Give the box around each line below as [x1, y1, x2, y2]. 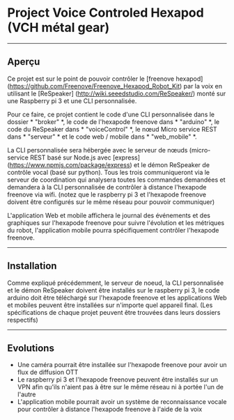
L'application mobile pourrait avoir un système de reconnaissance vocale [17, 398, 227, 406]
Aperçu [7, 56, 40, 68]
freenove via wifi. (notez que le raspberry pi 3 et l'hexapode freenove [7, 190, 207, 199]
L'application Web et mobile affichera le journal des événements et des [7, 211, 211, 219]
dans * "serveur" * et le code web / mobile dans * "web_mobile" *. [7, 132, 197, 141]
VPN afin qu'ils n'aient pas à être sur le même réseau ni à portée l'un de [17, 383, 224, 391]
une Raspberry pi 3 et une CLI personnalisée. [7, 96, 137, 105]
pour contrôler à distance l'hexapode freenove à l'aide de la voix [17, 405, 203, 414]
